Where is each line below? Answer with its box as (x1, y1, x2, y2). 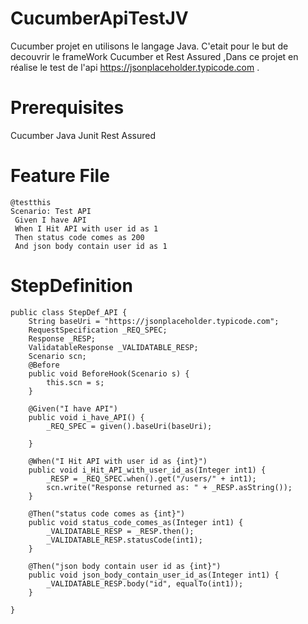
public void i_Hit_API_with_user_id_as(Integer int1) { (28, 465, 267, 475)
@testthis (10, 197, 52, 207)
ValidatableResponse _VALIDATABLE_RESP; (28, 342, 199, 352)
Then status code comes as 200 (14, 232, 145, 242)
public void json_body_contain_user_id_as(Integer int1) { (28, 570, 280, 580)
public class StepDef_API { (10, 307, 128, 317)
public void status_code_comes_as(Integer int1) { (28, 517, 244, 527)
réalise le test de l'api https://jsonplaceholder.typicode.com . (10, 61, 260, 73)
